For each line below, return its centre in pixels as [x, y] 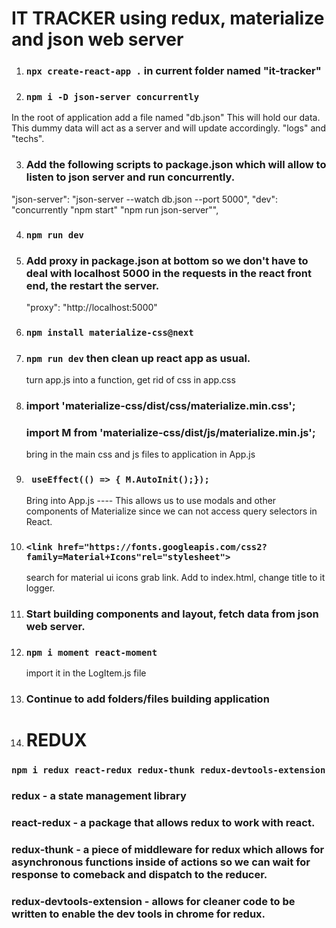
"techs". [28, 139]
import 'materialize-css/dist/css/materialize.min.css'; [160, 406]
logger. [40, 588]
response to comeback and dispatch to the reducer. [139, 874]
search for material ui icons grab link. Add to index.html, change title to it [175, 577]
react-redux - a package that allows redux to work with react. [163, 823]
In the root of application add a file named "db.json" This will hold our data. [166, 118]
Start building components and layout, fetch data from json [172, 614]
